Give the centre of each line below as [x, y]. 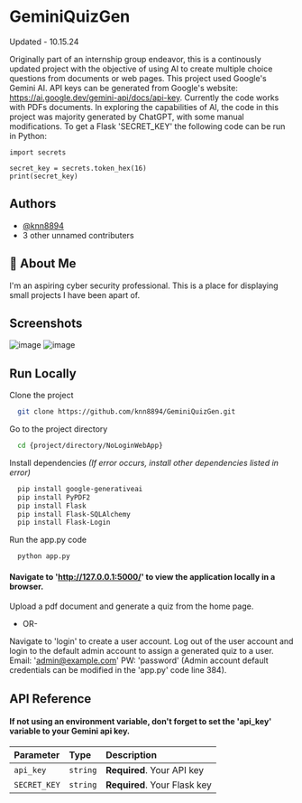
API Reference [50, 699]
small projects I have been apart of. [75, 294]
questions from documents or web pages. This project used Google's [138, 78]
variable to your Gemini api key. [70, 731]
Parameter [37, 754]
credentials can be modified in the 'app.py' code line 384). [118, 670]
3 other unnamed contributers [78, 235]
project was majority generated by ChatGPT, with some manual [127, 117]
